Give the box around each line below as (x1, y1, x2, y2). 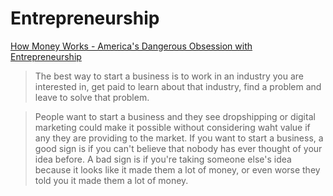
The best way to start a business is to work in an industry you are (34, 70, 304, 82)
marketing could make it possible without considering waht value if (34, 121, 311, 133)
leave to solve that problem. (34, 91, 150, 103)
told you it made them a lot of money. (34, 174, 189, 186)
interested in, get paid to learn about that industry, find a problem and (34, 80, 322, 92)
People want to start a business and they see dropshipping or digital (34, 110, 316, 122)
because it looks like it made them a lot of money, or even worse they (34, 163, 321, 176)
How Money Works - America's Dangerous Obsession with (10, 40, 253, 52)
